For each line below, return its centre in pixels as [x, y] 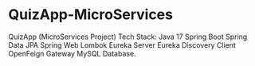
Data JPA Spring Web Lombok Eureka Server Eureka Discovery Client [122, 45]
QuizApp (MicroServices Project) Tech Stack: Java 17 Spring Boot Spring [128, 37]
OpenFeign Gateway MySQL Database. [73, 53]
